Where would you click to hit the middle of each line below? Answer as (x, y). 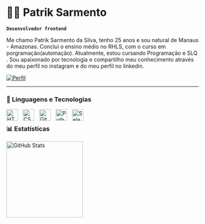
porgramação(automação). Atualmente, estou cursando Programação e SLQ (102, 53)
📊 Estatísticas (28, 129)
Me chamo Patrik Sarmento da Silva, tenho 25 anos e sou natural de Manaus (103, 40)
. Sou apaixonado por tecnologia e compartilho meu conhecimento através (100, 59)
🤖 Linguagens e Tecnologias (49, 99)
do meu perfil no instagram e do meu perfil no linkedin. (75, 66)
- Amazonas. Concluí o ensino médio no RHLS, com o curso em (86, 46)
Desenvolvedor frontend (37, 29)
